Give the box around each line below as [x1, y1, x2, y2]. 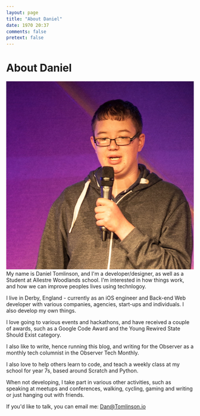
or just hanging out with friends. [6, 392, 85, 399]
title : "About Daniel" [6, 16, 62, 22]
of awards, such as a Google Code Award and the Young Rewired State [6, 325, 180, 332]
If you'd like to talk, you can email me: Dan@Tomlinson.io [6, 403, 146, 410]
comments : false [6, 29, 46, 35]
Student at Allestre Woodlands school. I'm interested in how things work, [6, 276, 185, 284]
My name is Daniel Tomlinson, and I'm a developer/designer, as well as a [6, 270, 184, 278]
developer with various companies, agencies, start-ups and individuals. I [6, 301, 185, 308]
